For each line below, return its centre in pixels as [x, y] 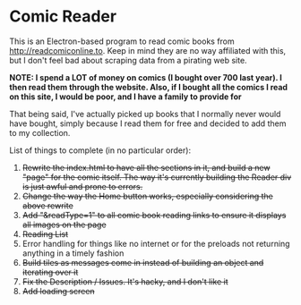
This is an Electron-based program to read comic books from [122, 41]
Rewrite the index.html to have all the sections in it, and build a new [146, 167]
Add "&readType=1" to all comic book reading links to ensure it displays [154, 215]
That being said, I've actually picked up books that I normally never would [145, 114]
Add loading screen [59, 291]
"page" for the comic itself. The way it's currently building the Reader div [157, 177]
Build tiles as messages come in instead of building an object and [143, 262]
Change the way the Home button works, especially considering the [147, 196]
